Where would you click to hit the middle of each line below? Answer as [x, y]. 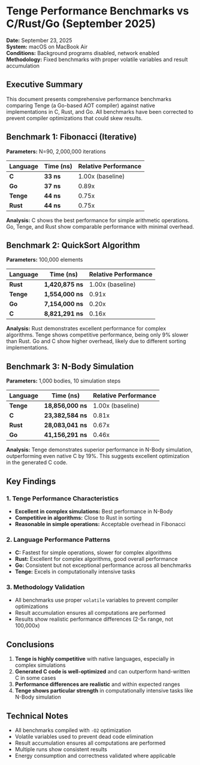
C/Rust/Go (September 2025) [81, 24]
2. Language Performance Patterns [58, 539]
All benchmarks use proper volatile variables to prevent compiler [96, 600]
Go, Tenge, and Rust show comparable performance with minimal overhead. [100, 226]
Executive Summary [45, 85]
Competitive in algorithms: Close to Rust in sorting [78, 517]
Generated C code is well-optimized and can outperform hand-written [102, 672]
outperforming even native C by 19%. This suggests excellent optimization [98, 456]
